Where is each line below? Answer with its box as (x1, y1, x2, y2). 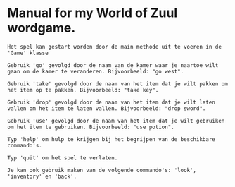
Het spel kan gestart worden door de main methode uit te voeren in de (7, 43, 222, 50)
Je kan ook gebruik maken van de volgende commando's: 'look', (7, 167, 197, 174)
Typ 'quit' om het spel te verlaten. (7, 154, 118, 162)
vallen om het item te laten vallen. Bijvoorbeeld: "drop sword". (7, 104, 206, 112)
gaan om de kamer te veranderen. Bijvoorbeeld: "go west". (7, 68, 184, 75)
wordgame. (7, 20, 76, 36)
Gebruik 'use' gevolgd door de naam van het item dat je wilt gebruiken (7, 117, 225, 124)
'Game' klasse (7, 49, 49, 56)
